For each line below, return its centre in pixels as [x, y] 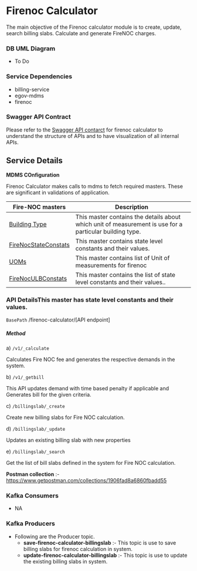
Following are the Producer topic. [55, 536]
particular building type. [108, 231]
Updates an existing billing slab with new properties [68, 440]
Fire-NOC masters [39, 207]
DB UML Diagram [31, 48]
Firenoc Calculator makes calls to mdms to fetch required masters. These [95, 186]
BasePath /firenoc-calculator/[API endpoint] [58, 320]
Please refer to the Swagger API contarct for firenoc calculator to [84, 130]
